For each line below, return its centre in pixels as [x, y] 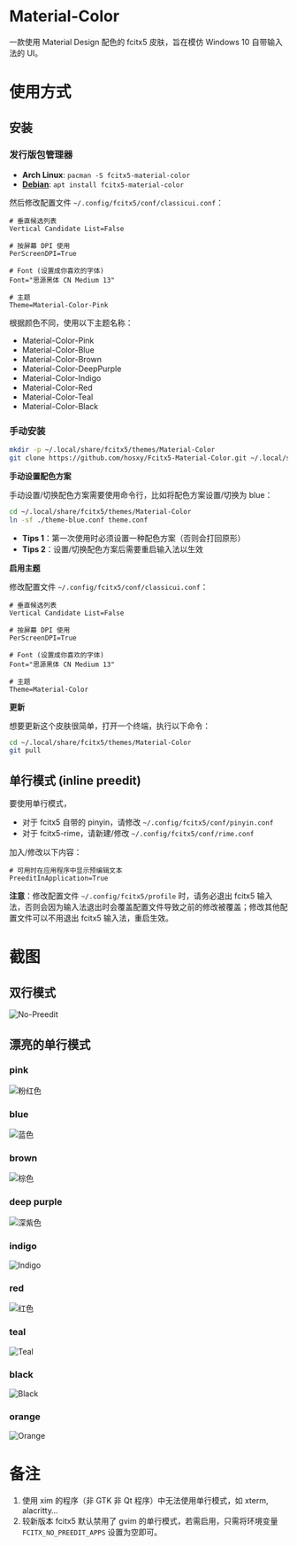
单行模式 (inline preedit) [75, 780]
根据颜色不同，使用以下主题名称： [71, 322]
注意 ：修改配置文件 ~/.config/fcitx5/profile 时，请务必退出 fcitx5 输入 [141, 896]
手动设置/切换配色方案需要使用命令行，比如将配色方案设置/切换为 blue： [141, 494]
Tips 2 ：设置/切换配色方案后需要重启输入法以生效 [112, 549]
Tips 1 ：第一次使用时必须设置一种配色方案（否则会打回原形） [133, 538]
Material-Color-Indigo [61, 377]
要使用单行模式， [40, 804]
